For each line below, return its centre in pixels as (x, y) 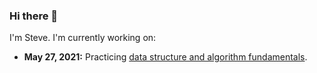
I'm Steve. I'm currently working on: (83, 38)
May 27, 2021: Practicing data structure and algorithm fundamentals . (165, 57)
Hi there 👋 (34, 16)
